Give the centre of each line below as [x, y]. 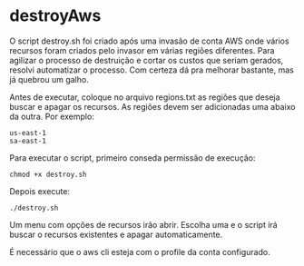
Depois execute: [40, 191]
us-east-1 [28, 133]
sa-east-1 [28, 141]
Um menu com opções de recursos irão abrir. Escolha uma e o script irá [144, 224]
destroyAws [55, 16]
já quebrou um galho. [49, 79]
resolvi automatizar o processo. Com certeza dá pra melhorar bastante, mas [152, 70]
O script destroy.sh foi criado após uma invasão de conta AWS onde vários [149, 41]
